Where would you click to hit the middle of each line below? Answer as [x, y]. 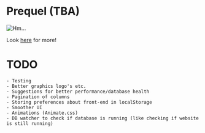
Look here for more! [32, 40]
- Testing [19, 81]
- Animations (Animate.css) [42, 113]
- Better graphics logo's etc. [46, 86]
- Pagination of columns [38, 97]
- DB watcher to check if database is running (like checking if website [103, 118]
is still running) [30, 123]
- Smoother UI [25, 107]
